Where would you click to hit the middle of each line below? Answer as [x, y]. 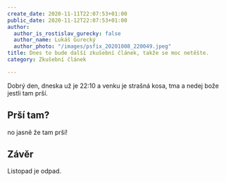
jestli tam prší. [27, 93]
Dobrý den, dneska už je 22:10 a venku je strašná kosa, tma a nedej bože [113, 86]
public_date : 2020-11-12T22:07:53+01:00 [68, 20]
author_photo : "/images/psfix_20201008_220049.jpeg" [93, 46]
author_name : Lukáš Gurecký [55, 40]
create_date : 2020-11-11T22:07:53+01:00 [68, 14]
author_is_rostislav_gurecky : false [67, 33]
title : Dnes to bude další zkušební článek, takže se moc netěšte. [108, 53]
